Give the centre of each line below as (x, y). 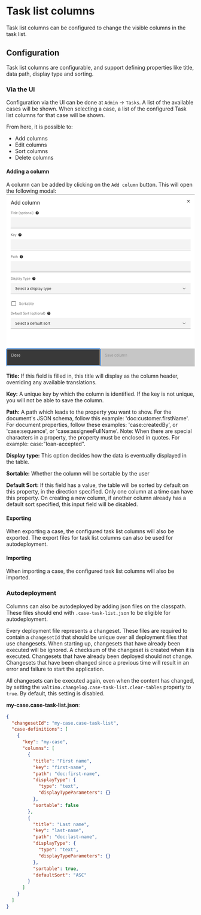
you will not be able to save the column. (55, 400)
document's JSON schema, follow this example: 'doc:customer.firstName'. (98, 418)
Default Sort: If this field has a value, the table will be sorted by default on (98, 485)
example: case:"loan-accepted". (46, 444)
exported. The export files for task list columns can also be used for (90, 538)
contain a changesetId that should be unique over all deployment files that (97, 637)
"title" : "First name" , (63, 761)
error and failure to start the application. (55, 669)
